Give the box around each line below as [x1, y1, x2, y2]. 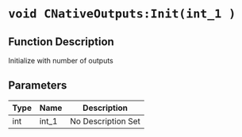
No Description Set [70, 116, 141, 127]
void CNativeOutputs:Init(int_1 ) [8, 6, 236, 21]
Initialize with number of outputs [8, 56, 113, 65]
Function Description [8, 35, 115, 48]
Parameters [8, 78, 67, 93]
